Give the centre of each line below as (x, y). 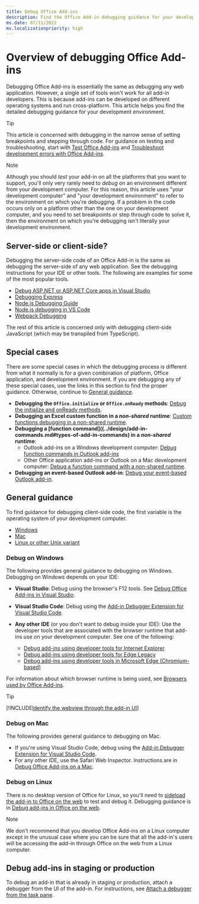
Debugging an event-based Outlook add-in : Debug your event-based (100, 472)
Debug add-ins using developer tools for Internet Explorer (94, 648)
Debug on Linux (29, 782)
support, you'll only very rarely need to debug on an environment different (97, 183)
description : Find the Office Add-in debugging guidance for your (90, 17)
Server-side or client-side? (57, 246)
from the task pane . (30, 895)
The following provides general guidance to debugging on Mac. (84, 736)
